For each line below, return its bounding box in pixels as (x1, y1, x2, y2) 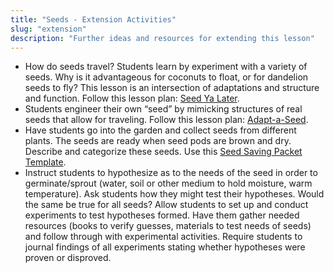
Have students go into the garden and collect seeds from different (24, 124, 297, 136)
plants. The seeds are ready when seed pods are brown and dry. (24, 135, 292, 147)
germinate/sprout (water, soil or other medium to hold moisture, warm (24, 177, 313, 190)
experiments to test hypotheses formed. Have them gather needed (24, 209, 300, 221)
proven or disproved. (24, 252, 112, 264)
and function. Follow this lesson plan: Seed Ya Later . (24, 92, 240, 105)
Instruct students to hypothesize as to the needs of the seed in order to (24, 167, 318, 179)
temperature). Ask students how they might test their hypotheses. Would (24, 188, 325, 200)
